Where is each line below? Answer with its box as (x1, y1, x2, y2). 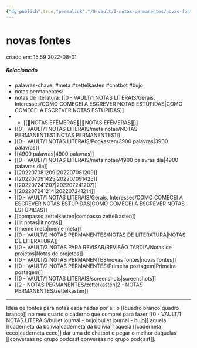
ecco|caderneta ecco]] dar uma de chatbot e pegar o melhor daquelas (6, 329, 177, 336)
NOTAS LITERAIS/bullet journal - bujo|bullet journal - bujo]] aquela (6, 316, 167, 323)
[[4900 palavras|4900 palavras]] (14, 150, 94, 157)
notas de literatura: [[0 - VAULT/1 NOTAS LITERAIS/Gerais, (14, 94, 155, 101)
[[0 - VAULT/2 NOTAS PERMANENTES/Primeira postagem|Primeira (14, 262, 176, 269)
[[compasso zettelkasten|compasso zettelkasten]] (14, 212, 136, 219)
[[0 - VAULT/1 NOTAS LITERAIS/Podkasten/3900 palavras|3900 (14, 137, 168, 144)
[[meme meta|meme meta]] (14, 225, 81, 232)
